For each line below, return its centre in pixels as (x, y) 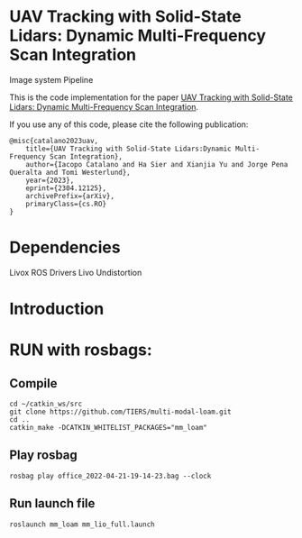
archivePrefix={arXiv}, (70, 196)
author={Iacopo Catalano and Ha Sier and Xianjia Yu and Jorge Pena (157, 164)
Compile (33, 383)
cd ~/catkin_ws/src (46, 404)
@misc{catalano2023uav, (54, 141)
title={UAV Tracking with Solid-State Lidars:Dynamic (128, 149)
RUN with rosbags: (81, 350)
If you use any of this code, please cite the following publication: (129, 124)
